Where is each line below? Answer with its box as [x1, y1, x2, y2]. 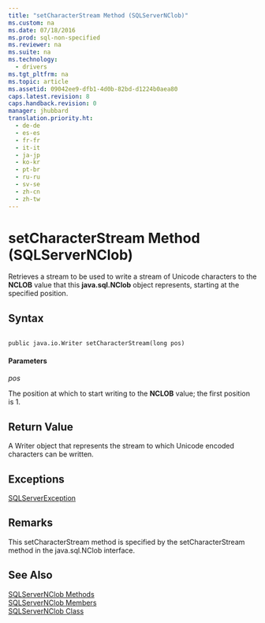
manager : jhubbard [8, 107, 69, 115]
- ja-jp [15, 151, 41, 159]
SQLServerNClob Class [8, 606, 84, 616]
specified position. [8, 289, 69, 298]
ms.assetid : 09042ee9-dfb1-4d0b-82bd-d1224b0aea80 [8, 84, 178, 93]
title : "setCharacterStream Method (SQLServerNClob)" [8, 11, 189, 20]
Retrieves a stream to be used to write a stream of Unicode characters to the [8, 272, 257, 281]
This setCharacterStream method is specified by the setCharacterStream [8, 537, 245, 546]
